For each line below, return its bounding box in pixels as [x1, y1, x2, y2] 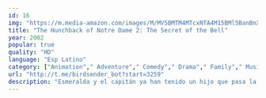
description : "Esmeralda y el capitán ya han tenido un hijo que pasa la [8, 77, 257, 85]
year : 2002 [8, 33, 44, 42]
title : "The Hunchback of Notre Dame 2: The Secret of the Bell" [8, 26, 228, 34]
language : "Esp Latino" [8, 56, 87, 64]
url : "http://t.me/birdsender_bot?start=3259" [8, 70, 165, 78]
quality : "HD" [8, 48, 55, 56]
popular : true [8, 41, 55, 49]
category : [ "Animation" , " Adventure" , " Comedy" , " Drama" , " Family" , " [8, 63, 243, 71]
